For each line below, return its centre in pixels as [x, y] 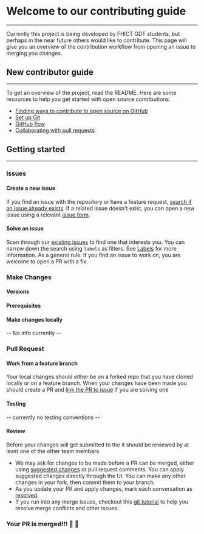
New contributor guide [50, 72]
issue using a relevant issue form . [48, 215]
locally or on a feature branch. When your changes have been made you [97, 383]
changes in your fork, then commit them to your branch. [85, 482]
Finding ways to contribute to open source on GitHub [81, 111]
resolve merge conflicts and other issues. [67, 508]
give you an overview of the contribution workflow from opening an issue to [101, 46]
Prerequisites [24, 306]
